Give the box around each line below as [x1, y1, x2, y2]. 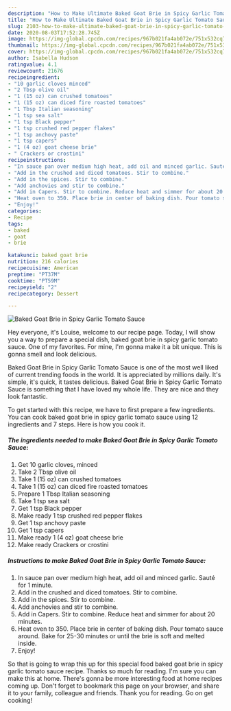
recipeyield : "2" [8, 284, 58, 291]
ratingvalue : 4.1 [8, 61, 58, 68]
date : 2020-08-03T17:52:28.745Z [8, 29, 100, 36]
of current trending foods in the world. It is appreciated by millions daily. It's [8, 371, 221, 379]
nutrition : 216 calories [8, 258, 79, 265]
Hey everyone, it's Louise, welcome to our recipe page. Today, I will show [8, 328, 215, 337]
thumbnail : [8, 42, 39, 49]
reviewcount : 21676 [8, 67, 64, 74]
